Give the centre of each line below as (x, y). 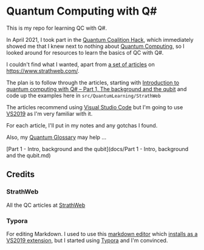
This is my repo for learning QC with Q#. (57, 28)
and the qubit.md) (29, 155)
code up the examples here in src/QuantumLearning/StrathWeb (83, 95)
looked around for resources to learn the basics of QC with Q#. (85, 52)
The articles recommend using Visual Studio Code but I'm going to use (95, 107)
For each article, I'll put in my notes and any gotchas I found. (82, 125)
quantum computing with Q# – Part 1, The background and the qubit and (97, 89)
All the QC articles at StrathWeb (46, 205)
